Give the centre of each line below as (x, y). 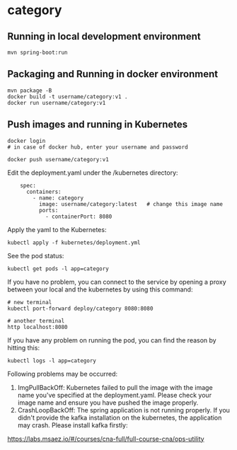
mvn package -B (30, 91)
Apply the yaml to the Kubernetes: (57, 229)
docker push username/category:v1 (58, 159)
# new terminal (30, 302)
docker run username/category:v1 (57, 103)
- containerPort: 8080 (79, 217)
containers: (44, 192)
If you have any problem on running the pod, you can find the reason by (112, 340)
